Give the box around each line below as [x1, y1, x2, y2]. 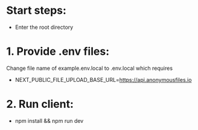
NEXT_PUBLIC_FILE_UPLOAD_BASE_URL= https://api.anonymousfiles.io [14, 76, 192, 83]
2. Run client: [6, 97, 74, 111]
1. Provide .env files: [6, 45, 110, 58]
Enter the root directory [14, 23, 74, 31]
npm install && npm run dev [14, 117, 84, 124]
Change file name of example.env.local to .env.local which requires [6, 64, 173, 72]
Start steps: [6, 4, 66, 17]
